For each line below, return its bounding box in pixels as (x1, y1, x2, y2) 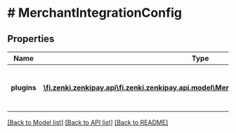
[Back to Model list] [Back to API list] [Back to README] (7, 118, 169, 127)
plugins (11, 83, 37, 92)
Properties (7, 33, 55, 45)
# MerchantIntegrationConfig (7, 5, 183, 21)
